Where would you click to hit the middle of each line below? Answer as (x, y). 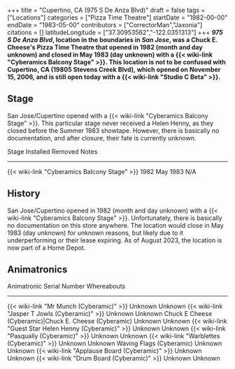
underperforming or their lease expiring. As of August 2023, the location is (115, 240)
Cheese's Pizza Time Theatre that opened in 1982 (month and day (105, 47)
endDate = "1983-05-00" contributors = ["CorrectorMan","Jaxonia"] (105, 25)
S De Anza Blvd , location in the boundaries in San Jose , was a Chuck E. (113, 40)
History (24, 194)
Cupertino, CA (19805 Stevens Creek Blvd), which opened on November (114, 70)
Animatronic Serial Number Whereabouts (66, 287)
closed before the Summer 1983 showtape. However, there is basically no (113, 130)
